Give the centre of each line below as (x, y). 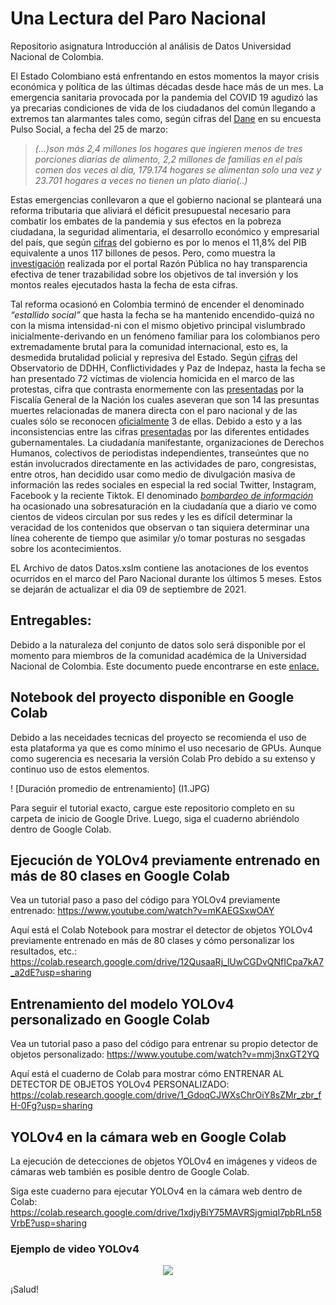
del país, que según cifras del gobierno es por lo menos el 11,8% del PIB (158, 242)
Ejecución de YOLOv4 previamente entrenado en (165, 860)
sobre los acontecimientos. (66, 548)
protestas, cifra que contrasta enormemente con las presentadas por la (157, 389)
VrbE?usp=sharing (48, 1223)
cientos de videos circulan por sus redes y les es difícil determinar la (151, 516)
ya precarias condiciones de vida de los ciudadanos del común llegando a (163, 108)
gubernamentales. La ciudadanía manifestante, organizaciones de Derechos (167, 442)
